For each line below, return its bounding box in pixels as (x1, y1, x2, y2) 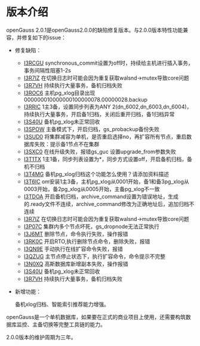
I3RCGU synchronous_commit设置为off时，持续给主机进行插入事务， (23, 59, 194, 66)
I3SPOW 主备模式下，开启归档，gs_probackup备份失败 (23, 125, 160, 132)
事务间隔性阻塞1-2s (23, 66, 72, 74)
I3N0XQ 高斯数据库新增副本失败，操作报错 (23, 260, 128, 267)
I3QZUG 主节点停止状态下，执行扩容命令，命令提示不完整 (23, 253, 166, 260)
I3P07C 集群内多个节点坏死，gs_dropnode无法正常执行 (23, 223, 159, 230)
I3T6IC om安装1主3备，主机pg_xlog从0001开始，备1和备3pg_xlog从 (23, 178, 189, 185)
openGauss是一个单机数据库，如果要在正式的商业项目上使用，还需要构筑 (6, 313, 186, 320)
